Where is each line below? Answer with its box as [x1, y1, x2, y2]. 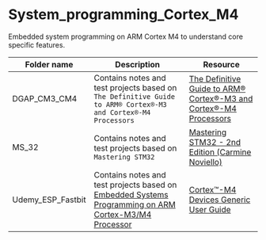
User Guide [188, 204, 231, 215]
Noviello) [188, 156, 223, 167]
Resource [203, 59, 240, 70]
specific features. [8, 40, 66, 49]
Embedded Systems [93, 189, 169, 200]
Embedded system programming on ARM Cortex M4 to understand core [8, 32, 244, 41]
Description [114, 59, 161, 70]
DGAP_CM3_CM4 [12, 93, 78, 104]
